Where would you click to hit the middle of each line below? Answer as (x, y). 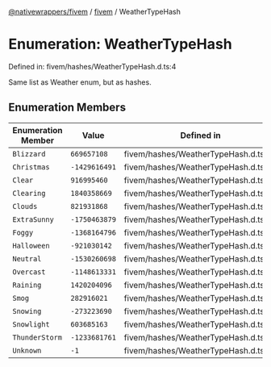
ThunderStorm (38, 337)
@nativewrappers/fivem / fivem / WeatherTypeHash (95, 12)
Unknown (27, 350)
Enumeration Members (67, 108)
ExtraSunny (33, 219)
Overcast (29, 272)
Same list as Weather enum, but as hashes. (80, 82)
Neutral (27, 259)
